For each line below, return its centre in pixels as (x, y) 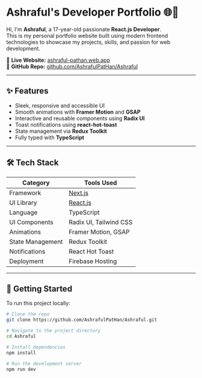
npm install (21, 353)
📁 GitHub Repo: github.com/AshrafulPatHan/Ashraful (72, 66)
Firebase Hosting (93, 261)
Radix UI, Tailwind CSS (101, 222)
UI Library (23, 203)
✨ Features (27, 91)
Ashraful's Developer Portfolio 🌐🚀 (93, 12)
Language (23, 212)
